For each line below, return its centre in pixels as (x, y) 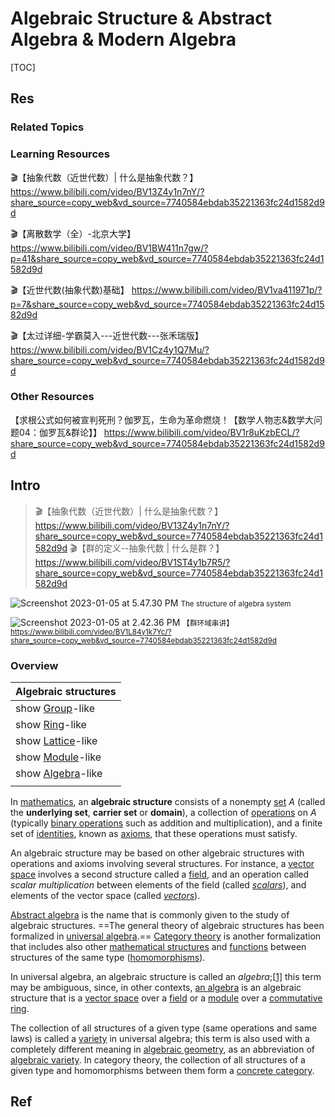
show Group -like (55, 708)
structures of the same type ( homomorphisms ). (108, 957)
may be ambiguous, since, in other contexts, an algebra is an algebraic (156, 987)
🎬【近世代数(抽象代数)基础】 (70, 289)
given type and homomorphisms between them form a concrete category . (162, 1070)
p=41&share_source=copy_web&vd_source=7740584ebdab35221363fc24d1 (167, 258)
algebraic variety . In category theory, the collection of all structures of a (158, 1059)
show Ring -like (51, 724)
